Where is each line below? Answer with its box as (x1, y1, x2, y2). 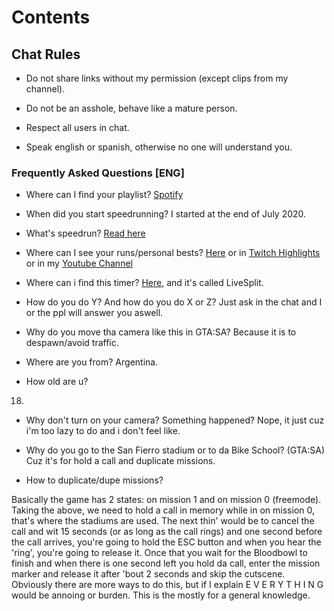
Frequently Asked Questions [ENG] (11, 166, 185, 180)
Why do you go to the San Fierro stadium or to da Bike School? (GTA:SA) (25, 444, 326, 456)
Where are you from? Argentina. (25, 356, 159, 368)
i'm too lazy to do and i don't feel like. (25, 425, 181, 437)
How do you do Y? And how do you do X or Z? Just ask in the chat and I (25, 296, 323, 308)
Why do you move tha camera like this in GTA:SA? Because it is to (25, 326, 297, 338)
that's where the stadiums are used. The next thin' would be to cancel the (11, 515, 315, 527)
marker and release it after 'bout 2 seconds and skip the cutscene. (11, 568, 286, 580)
